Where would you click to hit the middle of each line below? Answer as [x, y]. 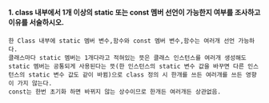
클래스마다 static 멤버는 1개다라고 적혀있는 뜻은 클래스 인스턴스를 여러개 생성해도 [127, 58]
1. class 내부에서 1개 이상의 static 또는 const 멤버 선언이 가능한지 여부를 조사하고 [134, 12]
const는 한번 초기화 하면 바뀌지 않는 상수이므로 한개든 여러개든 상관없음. [115, 92]
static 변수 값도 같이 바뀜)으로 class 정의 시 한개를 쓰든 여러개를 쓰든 [135, 75]
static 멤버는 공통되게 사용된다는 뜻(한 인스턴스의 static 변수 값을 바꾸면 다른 [126, 67]
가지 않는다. [35, 84]
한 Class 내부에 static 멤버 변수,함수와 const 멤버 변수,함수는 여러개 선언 [122, 41]
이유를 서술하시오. [36, 22]
